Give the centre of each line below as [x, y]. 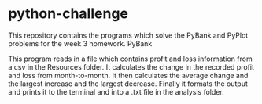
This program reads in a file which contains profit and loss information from [131, 59]
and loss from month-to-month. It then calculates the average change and [128, 75]
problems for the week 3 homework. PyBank [80, 43]
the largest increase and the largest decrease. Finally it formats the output [128, 84]
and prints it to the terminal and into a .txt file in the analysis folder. [116, 91]
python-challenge [68, 14]
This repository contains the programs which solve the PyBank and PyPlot [128, 35]
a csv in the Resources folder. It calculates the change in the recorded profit [131, 66]
